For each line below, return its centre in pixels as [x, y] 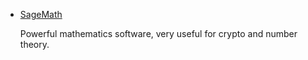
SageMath [41, 14]
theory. [34, 44]
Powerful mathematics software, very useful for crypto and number [158, 33]
